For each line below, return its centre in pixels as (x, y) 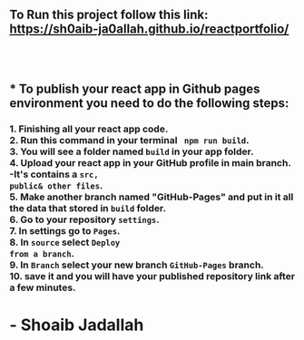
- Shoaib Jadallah (77, 325)
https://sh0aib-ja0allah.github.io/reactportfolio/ (149, 29)
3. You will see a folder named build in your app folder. (132, 151)
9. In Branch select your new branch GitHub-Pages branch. (137, 265)
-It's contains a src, (54, 174)
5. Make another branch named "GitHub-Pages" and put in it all (152, 197)
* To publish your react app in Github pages (135, 89)
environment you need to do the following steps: (149, 103)
